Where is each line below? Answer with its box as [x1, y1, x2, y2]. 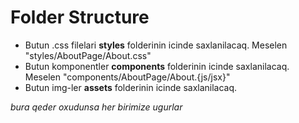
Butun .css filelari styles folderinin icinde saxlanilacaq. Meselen [24, 39, 288, 51]
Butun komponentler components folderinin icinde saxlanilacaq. [24, 60, 290, 72]
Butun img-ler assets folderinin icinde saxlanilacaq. [24, 81, 238, 93]
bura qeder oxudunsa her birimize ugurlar [10, 101, 183, 113]
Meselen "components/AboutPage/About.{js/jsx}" [24, 71, 231, 83]
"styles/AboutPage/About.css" [24, 49, 152, 61]
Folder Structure [10, 6, 150, 29]
